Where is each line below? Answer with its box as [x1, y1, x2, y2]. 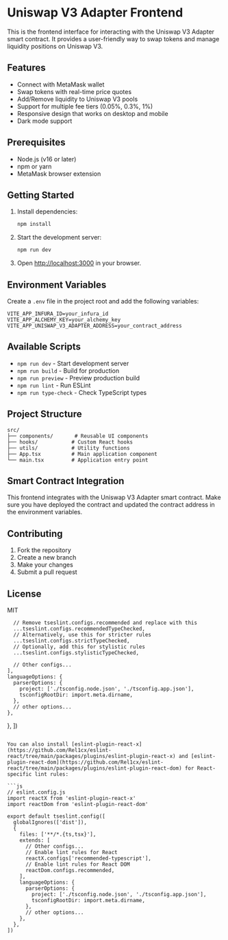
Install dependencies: [16, 207, 78, 216]
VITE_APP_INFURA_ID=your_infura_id [7, 310, 109, 317]
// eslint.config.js [7, 789, 66, 796]
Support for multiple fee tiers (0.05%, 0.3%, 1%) [16, 102, 153, 111]
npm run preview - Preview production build [16, 374, 140, 382]
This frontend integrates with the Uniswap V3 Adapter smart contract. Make [7, 493, 221, 502]
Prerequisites [7, 137, 66, 148]
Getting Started [7, 189, 75, 200]
